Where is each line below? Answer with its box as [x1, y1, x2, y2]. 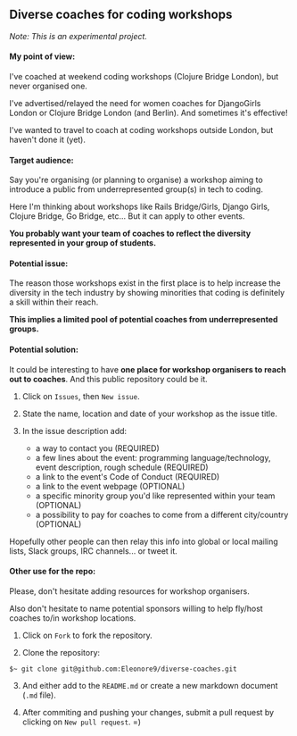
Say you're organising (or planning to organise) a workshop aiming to [9, 174, 263, 186]
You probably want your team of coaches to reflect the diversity [9, 228, 252, 239]
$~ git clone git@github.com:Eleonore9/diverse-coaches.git [9, 665, 238, 673]
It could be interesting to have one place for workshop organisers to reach [9, 364, 287, 374]
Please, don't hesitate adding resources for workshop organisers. [9, 585, 250, 597]
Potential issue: [9, 258, 69, 269]
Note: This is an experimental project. [9, 30, 147, 41]
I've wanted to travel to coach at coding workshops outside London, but [9, 125, 274, 136]
